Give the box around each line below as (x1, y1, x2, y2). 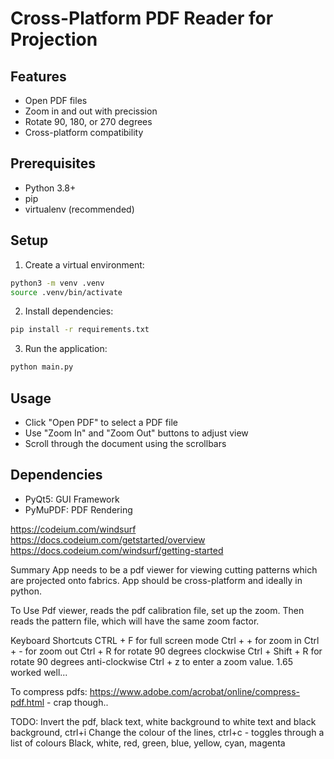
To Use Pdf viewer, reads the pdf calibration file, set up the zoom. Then (10, 604, 305, 616)
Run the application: (24, 343, 108, 355)
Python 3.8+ (24, 182, 77, 194)
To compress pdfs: (10, 685, 88, 697)
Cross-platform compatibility (24, 127, 144, 138)
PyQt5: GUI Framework (24, 493, 120, 505)
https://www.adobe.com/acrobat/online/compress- (89, 685, 301, 697)
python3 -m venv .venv (10, 278, 105, 288)
